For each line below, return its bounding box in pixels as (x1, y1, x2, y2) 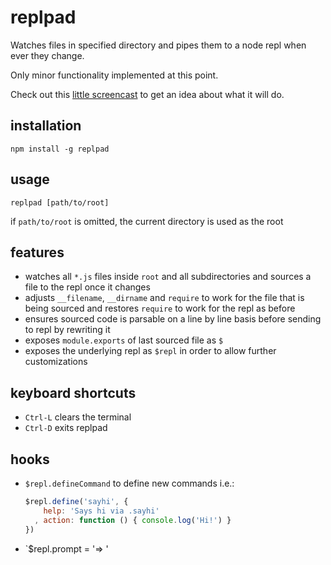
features (10, 244, 65, 261)
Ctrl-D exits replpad (24, 422, 108, 434)
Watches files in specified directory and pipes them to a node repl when (10, 39, 307, 51)
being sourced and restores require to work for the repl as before (24, 302, 296, 315)
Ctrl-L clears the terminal (24, 411, 132, 423)
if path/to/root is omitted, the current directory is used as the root (10, 215, 284, 227)
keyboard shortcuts (10, 384, 137, 401)
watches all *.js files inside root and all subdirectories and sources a (24, 271, 312, 283)
